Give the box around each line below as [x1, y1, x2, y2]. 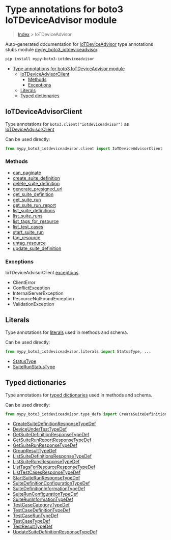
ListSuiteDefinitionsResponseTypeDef [12, 453, 92, 459]
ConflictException [12, 285, 50, 291]
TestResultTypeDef [12, 523, 53, 530]
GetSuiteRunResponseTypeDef [12, 442, 78, 448]
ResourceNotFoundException [12, 296, 74, 302]
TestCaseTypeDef [12, 518, 50, 524]
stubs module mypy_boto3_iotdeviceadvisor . [5, 46, 99, 52]
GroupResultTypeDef [12, 448, 57, 454]
